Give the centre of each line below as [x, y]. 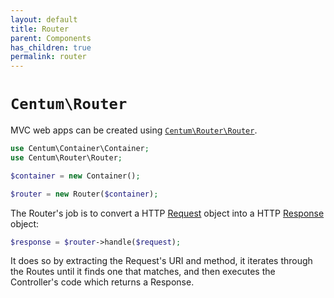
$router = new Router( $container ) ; [84, 194]
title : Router [40, 29]
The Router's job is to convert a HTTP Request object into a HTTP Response [167, 213]
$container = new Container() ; [75, 176]
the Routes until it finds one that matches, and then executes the [143, 272]
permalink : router [48, 57]
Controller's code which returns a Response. [102, 282]
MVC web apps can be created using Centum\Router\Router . [134, 130]
